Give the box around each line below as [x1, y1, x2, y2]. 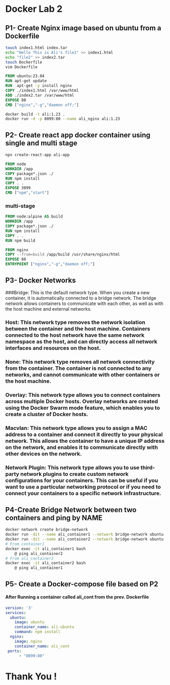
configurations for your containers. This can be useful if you [5, 477, 159, 484]
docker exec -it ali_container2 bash [5, 561, 86, 566]
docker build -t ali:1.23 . [5, 112, 66, 117]
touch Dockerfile [5, 60, 42, 65]
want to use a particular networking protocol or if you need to [5, 483, 161, 490]
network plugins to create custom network [20, 470, 129, 477]
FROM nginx [5, 247, 29, 253]
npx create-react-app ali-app [5, 152, 70, 157]
